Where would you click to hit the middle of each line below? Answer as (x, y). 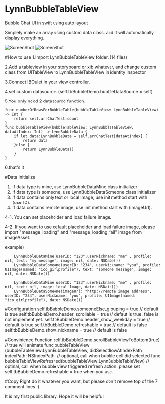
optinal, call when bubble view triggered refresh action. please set (73, 366)
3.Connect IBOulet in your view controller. (48, 82)
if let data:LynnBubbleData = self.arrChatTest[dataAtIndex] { (81, 136)
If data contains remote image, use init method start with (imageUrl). (82, 207)
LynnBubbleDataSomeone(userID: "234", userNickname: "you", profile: (87, 265)
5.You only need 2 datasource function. (45, 101)
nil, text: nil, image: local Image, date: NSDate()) (62, 287)
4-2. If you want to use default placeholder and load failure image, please (80, 227)
